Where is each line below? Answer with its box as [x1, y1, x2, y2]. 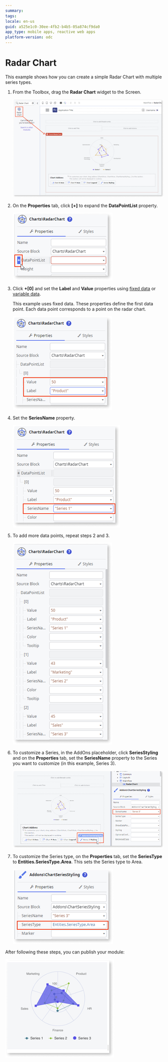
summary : [5, 8, 24, 13]
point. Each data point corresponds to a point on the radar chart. [12, 306, 146, 312]
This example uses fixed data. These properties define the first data [12, 300, 153, 306]
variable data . [12, 291, 41, 297]
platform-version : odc [5, 35, 53, 40]
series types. [5, 79, 32, 85]
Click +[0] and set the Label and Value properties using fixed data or [12, 285, 156, 291]
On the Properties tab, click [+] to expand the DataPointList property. [12, 202, 158, 208]
